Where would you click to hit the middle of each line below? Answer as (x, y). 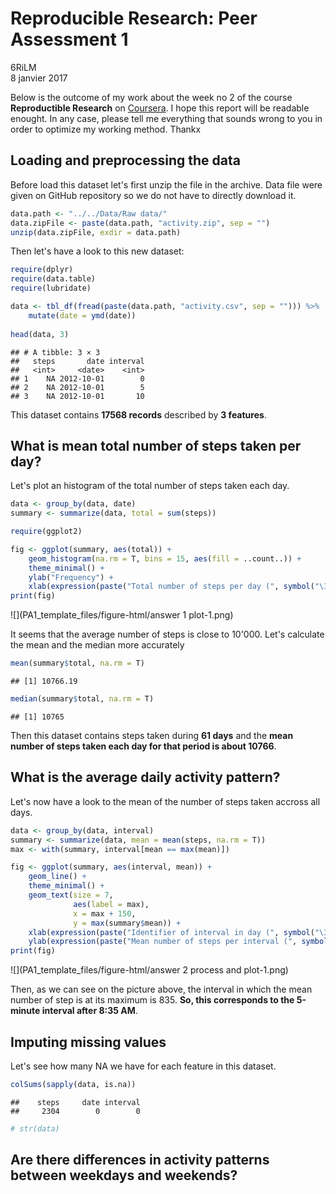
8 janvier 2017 (39, 78)
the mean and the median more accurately (97, 645)
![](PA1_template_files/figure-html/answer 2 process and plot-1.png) (149, 970)
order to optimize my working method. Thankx (106, 129)
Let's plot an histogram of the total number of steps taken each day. (150, 486)
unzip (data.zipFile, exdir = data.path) (96, 232)
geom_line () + (57, 877)
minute (25, 1011)
